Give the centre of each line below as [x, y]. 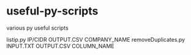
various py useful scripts [37, 28]
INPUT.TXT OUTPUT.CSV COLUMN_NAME [60, 46]
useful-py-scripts [52, 11]
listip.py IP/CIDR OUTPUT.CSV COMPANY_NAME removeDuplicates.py [96, 39]
